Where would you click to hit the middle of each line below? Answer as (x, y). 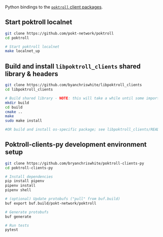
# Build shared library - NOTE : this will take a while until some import (82, 98)
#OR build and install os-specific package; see (55, 130)
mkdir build (17, 103)
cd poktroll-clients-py (29, 168)
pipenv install (20, 186)
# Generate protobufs (27, 212)
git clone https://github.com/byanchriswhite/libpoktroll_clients (73, 85)
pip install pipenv (25, 181)
